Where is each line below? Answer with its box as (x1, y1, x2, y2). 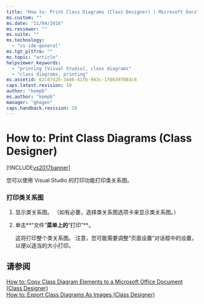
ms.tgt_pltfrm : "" (6, 49, 53, 55)
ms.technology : (6, 37, 45, 43)
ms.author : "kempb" (6, 94, 56, 100)
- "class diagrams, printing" (12, 71, 88, 77)
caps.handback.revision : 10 (6, 105, 78, 111)
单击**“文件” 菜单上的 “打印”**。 (15, 221, 94, 229)
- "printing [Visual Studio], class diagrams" (12, 65, 132, 72)
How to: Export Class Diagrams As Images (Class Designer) (6, 291, 155, 298)
